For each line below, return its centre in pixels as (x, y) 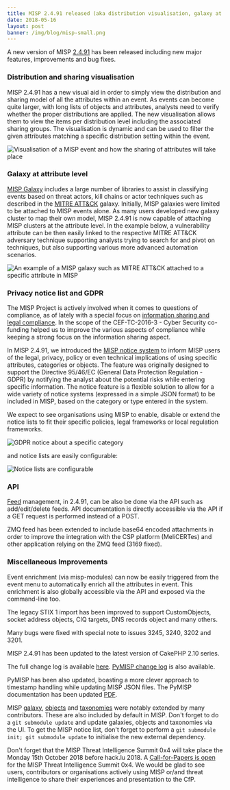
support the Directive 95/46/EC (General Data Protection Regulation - (105, 372)
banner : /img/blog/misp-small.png (56, 33)
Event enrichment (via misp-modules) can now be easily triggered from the (113, 577)
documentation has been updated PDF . (62, 694)
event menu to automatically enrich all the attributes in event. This (100, 584)
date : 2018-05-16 (32, 20)
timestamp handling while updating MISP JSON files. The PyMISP (99, 687)
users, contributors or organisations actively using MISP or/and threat (105, 771)
